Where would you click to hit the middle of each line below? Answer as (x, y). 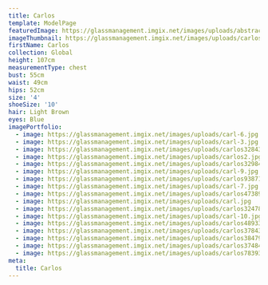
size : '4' (25, 97)
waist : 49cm (28, 82)
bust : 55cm (26, 75)
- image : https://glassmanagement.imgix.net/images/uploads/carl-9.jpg (137, 172)
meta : (17, 260)
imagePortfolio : (35, 127)
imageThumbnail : (35, 38)
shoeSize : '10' (33, 105)
